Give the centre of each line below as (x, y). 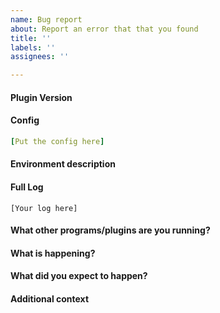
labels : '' (33, 47)
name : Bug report (46, 19)
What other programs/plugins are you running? (110, 230)
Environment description (63, 164)
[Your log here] (44, 208)
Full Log (27, 187)
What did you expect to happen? (79, 276)
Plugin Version (41, 97)
